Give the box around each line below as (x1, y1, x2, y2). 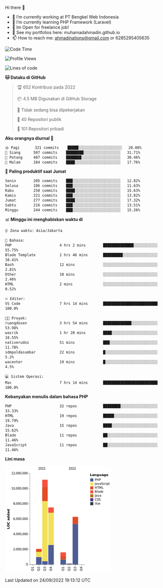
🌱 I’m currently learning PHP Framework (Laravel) (12, 19, 111, 25)
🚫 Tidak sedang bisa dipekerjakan (17, 107, 85, 113)
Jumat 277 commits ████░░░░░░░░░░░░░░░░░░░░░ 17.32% (5, 198, 140, 203)
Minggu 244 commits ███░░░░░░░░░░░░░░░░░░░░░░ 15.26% (5, 208, 140, 213)
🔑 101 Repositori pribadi (17, 126, 64, 131)
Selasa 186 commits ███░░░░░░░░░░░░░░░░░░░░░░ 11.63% (5, 183, 140, 188)
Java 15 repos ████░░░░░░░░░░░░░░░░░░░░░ (5, 423, 158, 428)
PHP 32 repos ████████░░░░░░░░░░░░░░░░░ (5, 404, 158, 409)
